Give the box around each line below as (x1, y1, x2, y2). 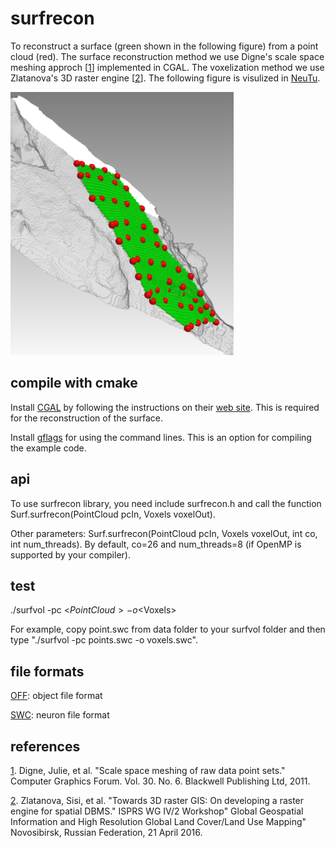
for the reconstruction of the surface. (10, 412, 163, 424)
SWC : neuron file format (10, 709, 110, 721)
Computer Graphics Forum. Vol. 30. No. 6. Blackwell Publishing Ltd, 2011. (10, 775, 311, 787)
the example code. (10, 442, 87, 454)
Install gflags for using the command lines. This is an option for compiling (10, 431, 312, 443)
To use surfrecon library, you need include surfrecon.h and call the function (10, 497, 322, 509)
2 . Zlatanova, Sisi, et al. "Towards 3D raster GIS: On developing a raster (10, 795, 305, 806)
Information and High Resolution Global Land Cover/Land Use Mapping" (10, 816, 307, 827)
